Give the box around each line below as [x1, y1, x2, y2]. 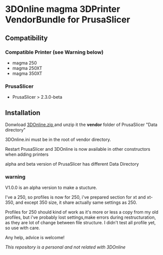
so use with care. [5, 225, 41, 231]
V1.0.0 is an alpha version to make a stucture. [5, 185, 97, 191]
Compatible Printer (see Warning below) [5, 49, 104, 56]
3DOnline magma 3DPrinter [5, 3, 121, 15]
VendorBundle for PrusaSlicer [5, 14, 130, 25]
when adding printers [5, 151, 49, 157]
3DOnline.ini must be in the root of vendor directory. [5, 136, 111, 142]
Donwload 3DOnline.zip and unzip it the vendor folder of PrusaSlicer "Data [5, 122, 158, 127]
